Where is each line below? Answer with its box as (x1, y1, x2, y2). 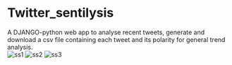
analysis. (7, 43, 33, 51)
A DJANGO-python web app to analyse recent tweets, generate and (7, 28, 205, 36)
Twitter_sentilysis (7, 5, 114, 21)
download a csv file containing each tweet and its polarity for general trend (7, 35, 226, 43)
